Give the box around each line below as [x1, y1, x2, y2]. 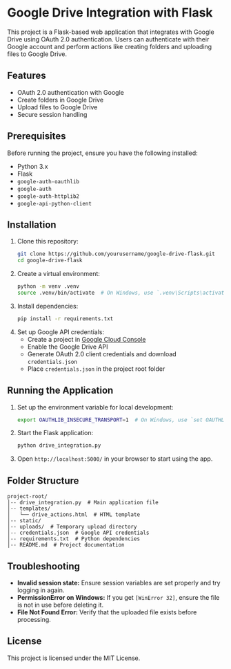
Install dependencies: [17, 302, 79, 310]
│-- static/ [7, 517, 41, 524]
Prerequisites [7, 130, 66, 143]
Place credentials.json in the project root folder [27, 365, 165, 373]
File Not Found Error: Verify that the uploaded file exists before [17, 607, 197, 616]
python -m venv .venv [17, 283, 79, 290]
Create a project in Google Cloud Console [27, 335, 146, 343]
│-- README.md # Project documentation [7, 542, 125, 549]
